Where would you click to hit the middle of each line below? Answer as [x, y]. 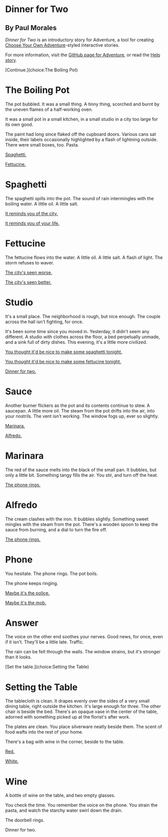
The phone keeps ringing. [32, 583]
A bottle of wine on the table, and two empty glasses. [60, 795]
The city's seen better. [28, 282]
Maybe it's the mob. [26, 603]
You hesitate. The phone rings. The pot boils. [52, 574]
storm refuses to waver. [30, 262]
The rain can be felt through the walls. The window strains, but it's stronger [83, 652]
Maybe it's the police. [28, 593]
